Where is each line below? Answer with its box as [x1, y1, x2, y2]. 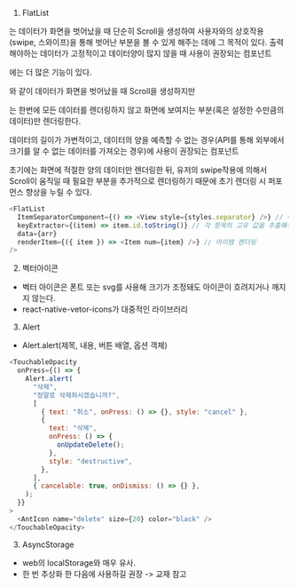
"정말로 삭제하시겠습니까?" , [32, 391, 121, 400]
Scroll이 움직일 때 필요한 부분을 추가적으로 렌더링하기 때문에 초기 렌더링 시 [9, 176, 266, 186]
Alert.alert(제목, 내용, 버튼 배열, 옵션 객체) [21, 340, 169, 351]
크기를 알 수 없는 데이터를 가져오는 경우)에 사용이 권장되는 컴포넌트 [9, 146, 239, 156]
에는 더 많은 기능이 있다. [9, 67, 92, 77]
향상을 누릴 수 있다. [25, 186, 92, 197]
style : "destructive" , [48, 456, 133, 465]
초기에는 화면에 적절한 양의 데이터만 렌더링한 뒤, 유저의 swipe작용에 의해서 [9, 164, 268, 175]
